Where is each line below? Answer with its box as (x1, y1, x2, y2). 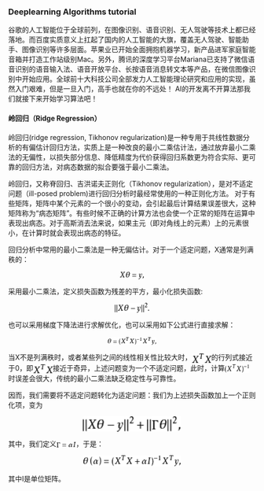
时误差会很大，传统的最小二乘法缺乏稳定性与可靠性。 (8, 374, 181, 383)
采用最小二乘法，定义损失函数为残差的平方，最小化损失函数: (8, 286, 203, 296)
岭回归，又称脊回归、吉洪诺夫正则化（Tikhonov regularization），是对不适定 (8, 179, 254, 188)
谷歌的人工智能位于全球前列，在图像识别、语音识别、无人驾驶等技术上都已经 (8, 25, 256, 35)
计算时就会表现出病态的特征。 (28, 227, 126, 238)
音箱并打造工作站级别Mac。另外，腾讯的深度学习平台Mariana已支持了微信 (8, 54, 248, 65)
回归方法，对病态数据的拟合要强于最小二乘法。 (21, 162, 174, 172)
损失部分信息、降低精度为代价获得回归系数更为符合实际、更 (56, 152, 249, 161)
